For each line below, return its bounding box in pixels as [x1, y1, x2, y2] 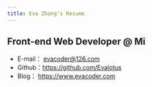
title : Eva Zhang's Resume [7, 10, 85, 17]
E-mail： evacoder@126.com [17, 55, 100, 63]
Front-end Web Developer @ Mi [7, 36, 146, 48]
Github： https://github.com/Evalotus [17, 64, 122, 72]
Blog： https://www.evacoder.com [17, 72, 115, 80]
